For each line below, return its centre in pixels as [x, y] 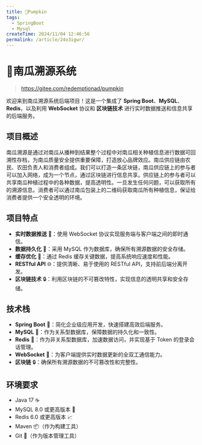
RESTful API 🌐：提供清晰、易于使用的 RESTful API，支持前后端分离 [99, 264]
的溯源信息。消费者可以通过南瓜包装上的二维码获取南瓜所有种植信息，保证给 [101, 189]
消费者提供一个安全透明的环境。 [46, 197]
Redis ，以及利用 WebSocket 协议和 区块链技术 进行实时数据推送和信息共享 [99, 108]
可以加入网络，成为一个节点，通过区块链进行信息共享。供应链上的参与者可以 [101, 174]
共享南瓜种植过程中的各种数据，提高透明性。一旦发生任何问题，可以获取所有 [101, 182]
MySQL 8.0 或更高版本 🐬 [45, 410]
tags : [13, 17]
